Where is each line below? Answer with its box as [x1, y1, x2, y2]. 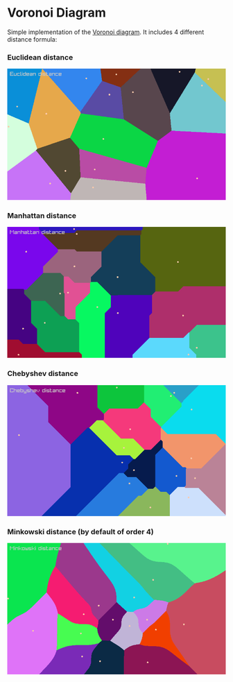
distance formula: [7, 35, 58, 43]
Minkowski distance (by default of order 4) [7, 527, 154, 536]
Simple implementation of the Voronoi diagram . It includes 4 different [7, 28, 205, 36]
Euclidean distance [7, 52, 74, 62]
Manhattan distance [7, 210, 77, 220]
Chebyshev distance [7, 369, 78, 379]
